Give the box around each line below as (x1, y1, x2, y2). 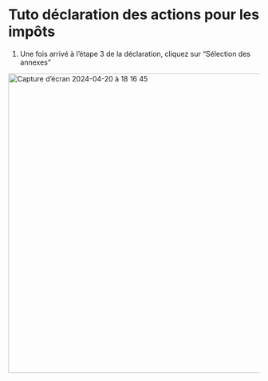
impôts (8, 22, 56, 41)
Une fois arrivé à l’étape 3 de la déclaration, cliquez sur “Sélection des (19, 49, 251, 58)
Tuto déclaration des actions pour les (8, 6, 260, 24)
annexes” (19, 58, 52, 67)
